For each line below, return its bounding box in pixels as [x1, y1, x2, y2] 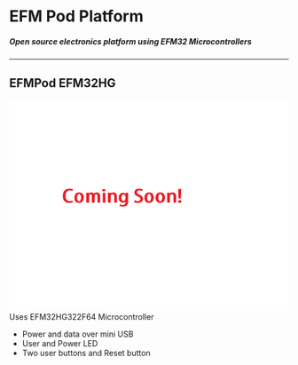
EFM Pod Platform [9, 6, 144, 27]
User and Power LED [21, 337, 98, 348]
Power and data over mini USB [21, 329, 134, 339]
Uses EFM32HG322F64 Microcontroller [9, 311, 154, 321]
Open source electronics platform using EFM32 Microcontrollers [9, 36, 253, 46]
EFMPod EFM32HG [9, 75, 117, 91]
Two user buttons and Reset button [21, 347, 151, 358]
